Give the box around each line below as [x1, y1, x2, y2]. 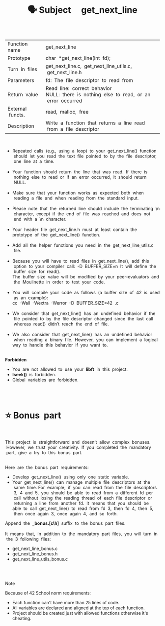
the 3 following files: [6, 536, 51, 542]
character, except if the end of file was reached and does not [13, 211, 151, 217]
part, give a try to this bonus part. [6, 449, 82, 455]
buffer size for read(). [13, 268, 60, 274]
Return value [7, 91, 38, 98]
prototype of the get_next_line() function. [12, 232, 101, 237]
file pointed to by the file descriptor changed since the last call [13, 315, 154, 321]
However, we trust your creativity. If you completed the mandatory [6, 444, 151, 450]
